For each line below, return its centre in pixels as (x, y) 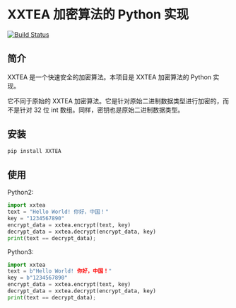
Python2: (20, 193)
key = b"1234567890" (38, 278)
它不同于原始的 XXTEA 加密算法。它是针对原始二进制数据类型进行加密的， (115, 101)
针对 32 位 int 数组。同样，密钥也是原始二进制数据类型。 (102, 110)
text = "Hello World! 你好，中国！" (58, 212)
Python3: (20, 251)
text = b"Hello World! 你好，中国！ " (60, 271)
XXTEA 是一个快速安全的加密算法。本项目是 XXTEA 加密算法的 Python (110, 77)
